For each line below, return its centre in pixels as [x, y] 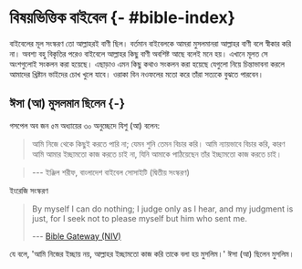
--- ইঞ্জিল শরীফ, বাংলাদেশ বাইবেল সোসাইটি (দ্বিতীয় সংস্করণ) [110, 172]
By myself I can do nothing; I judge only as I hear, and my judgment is [162, 209]
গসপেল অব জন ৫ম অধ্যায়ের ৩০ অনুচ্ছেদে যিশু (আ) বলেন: [85, 125]
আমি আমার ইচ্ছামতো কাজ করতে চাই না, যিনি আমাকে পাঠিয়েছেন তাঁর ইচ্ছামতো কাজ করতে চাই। [157, 154]
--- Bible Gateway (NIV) [76, 236]
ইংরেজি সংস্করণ [29, 191]
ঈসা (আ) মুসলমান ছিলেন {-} [68, 103]
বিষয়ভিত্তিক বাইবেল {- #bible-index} [122, 18]
